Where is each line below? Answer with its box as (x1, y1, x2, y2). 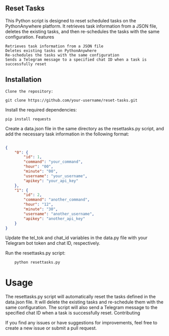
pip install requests (5, 117, 51, 122)
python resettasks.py (14, 260, 60, 265)
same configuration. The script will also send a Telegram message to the (5, 304, 158, 311)
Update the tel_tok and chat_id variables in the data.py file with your (5, 235, 148, 241)
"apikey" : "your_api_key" (23, 178, 79, 183)
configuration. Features (5, 34, 54, 40)
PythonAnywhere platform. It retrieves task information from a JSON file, (5, 23, 158, 29)
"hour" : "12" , (23, 202, 53, 207)
